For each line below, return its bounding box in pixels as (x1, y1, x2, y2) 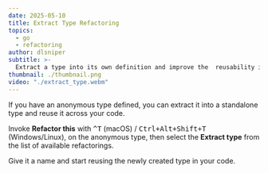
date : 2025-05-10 (8, 11, 66, 20)
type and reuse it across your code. (8, 108, 125, 117)
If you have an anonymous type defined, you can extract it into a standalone (8, 100, 258, 110)
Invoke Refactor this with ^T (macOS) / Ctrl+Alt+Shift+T (8, 124, 207, 133)
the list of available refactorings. (8, 140, 114, 150)
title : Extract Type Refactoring (8, 19, 120, 27)
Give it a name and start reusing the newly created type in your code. (8, 156, 236, 165)
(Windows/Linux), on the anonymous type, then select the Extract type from (8, 132, 260, 141)
